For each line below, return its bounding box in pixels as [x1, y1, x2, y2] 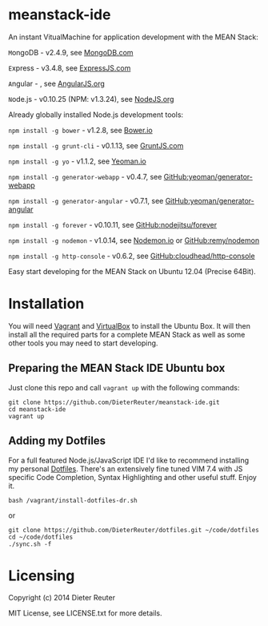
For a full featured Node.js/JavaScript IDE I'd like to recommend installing [8, 455, 250, 465]
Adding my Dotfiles [8, 434, 106, 448]
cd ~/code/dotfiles [8, 533, 74, 541]
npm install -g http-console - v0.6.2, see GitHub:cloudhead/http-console [8, 251, 255, 260]
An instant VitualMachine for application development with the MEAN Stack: [8, 32, 258, 42]
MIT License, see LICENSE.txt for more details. [8, 608, 162, 618]
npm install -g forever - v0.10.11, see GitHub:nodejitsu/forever [8, 220, 218, 229]
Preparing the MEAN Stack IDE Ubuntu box [8, 361, 226, 375]
